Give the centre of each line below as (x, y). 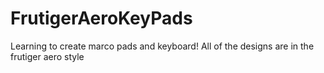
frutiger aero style (47, 56)
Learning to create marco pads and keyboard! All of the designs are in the (162, 46)
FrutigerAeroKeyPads (101, 18)
